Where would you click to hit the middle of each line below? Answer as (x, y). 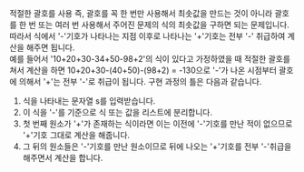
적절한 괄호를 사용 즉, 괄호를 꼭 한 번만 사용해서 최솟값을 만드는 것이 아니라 (141, 13)
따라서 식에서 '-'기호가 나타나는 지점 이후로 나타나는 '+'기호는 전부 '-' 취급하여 (147, 36)
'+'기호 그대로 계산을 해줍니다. (76, 135)
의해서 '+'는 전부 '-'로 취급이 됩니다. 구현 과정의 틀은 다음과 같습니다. (140, 81)
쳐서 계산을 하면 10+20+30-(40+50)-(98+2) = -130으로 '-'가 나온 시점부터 (143, 70)
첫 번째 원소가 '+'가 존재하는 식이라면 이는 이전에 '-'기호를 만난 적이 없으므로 (157, 124)
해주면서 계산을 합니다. (63, 158)
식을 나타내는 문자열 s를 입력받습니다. (89, 101)
